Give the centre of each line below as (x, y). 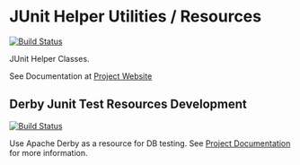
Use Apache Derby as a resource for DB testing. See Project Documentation (150, 143)
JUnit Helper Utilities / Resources (136, 17)
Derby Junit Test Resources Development (128, 104)
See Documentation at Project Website (81, 76)
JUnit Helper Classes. (49, 58)
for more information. (49, 152)
